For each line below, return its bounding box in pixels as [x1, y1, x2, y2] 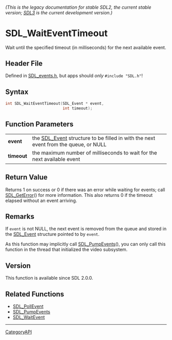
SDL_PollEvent [12, 303, 44, 309]
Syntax [5, 87, 29, 96]
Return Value [5, 173, 48, 182]
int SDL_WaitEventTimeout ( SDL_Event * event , [5, 101, 104, 106]
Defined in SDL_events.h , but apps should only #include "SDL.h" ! [5, 73, 143, 79]
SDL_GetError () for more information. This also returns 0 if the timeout [5, 192, 153, 198]
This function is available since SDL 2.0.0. [5, 275, 94, 281]
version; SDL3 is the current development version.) [5, 9, 113, 15]
